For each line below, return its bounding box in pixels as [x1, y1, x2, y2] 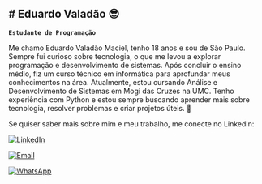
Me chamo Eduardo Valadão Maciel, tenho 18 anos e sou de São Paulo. [8, 43, 246, 53]
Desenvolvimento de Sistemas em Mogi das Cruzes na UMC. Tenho [8, 86, 234, 96]
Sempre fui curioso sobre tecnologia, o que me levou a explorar [8, 51, 221, 61]
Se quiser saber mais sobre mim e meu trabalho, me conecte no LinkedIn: [8, 118, 255, 129]
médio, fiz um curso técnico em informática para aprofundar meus [8, 69, 231, 79]
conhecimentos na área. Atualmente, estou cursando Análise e [8, 77, 218, 87]
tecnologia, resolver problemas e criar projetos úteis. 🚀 [8, 103, 192, 113]
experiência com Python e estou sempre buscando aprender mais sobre [8, 94, 250, 105]
